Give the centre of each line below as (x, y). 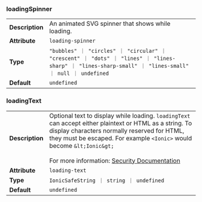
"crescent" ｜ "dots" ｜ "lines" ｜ (100, 58)
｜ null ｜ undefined (79, 73)
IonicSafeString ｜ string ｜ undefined (106, 180)
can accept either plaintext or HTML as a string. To (121, 123)
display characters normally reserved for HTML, (117, 131)
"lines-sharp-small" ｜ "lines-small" (134, 66)
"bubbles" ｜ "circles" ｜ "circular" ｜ (108, 51)
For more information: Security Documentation (115, 161)
